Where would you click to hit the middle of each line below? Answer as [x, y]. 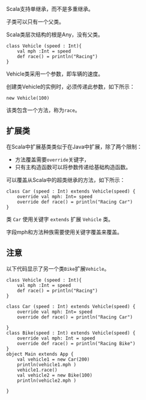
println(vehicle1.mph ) [47, 364]
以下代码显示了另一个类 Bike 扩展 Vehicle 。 [58, 268]
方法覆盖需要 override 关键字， [52, 160]
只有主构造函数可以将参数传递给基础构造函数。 [73, 167]
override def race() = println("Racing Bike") [76, 343]
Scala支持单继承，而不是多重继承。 [50, 9]
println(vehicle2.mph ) [47, 380]
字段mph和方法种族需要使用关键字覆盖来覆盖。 [65, 232]
